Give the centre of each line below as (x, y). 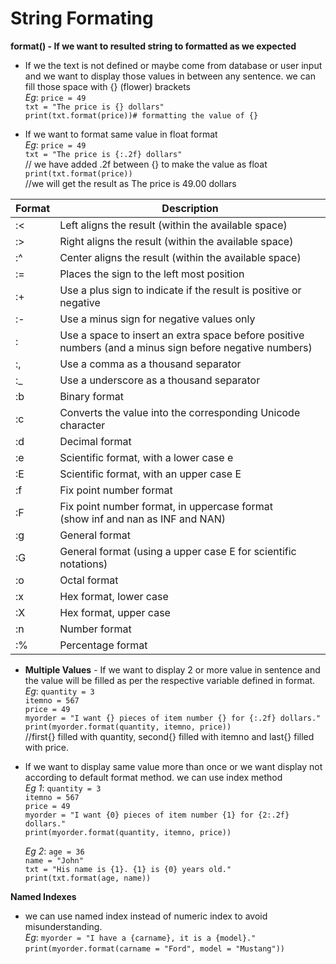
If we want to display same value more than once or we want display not (173, 766)
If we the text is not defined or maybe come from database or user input (173, 65)
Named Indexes (43, 896)
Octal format (89, 580)
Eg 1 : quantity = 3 (63, 788)
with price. (47, 747)
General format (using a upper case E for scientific (178, 551)
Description (190, 208)
